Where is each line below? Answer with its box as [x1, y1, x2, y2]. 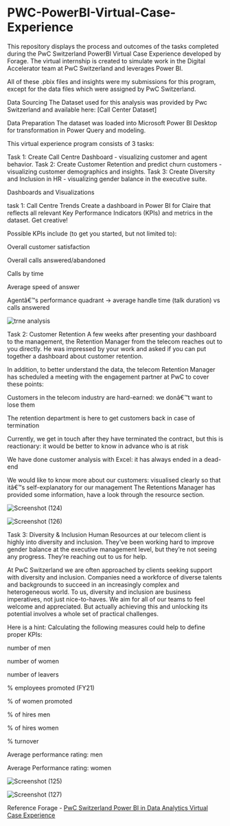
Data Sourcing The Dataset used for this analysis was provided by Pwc [7, 98, 208, 106]
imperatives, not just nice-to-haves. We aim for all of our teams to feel [7, 595, 205, 603]
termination [7, 421, 40, 430]
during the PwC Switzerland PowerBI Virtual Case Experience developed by [7, 50, 222, 58]
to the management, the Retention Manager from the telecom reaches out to [7, 337, 223, 346]
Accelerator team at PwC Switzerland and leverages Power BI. [7, 64, 183, 72]
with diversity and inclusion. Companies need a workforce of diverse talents [7, 573, 222, 581]
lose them [7, 401, 36, 409]
